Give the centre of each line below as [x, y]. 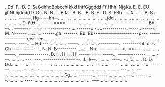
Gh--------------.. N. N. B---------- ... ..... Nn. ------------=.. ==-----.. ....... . [82, 49]
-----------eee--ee [24, 38]
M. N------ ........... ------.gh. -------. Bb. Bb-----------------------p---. [77, 33]
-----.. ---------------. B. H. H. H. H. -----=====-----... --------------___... [80, 54]
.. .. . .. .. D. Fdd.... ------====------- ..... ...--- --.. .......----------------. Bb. [81, 23]
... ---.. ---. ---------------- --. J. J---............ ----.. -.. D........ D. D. [87, 59]
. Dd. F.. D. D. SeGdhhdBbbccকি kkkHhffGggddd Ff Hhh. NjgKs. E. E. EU [77, 7]
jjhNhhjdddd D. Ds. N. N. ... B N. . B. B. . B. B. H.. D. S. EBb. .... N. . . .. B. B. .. [82, 12]
